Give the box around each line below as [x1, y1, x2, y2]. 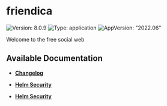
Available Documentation [6, 53, 103, 64]
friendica [6, 4, 53, 18]
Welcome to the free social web [6, 36, 85, 43]
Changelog [14, 69, 44, 76]
